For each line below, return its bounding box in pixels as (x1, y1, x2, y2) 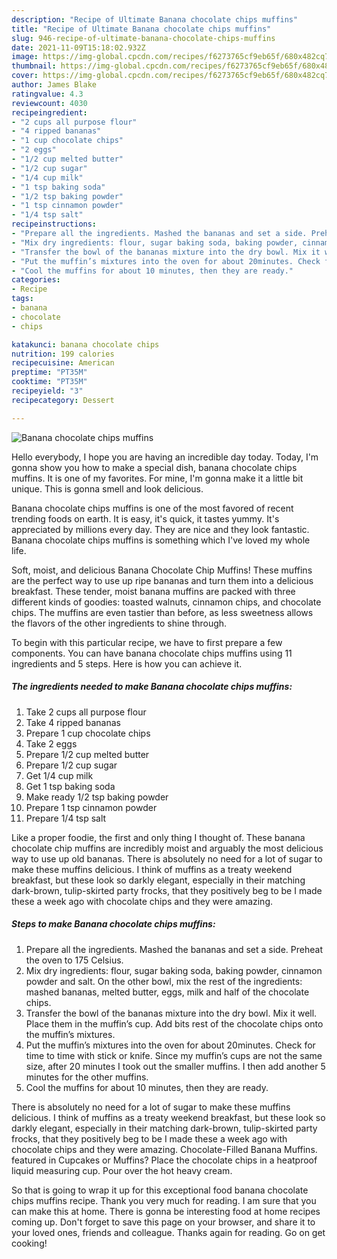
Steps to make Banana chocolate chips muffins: (11, 918, 216, 930)
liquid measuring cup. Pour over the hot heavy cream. (11, 1164, 233, 1176)
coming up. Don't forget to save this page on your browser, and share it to (11, 1216, 316, 1228)
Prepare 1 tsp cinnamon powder (25, 801, 158, 813)
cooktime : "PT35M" (11, 377, 88, 387)
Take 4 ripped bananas (25, 716, 121, 728)
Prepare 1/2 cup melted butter (25, 748, 150, 760)
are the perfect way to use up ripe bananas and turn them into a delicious (11, 574, 314, 586)
